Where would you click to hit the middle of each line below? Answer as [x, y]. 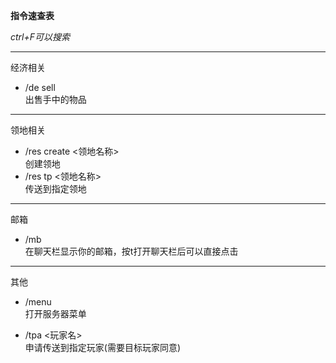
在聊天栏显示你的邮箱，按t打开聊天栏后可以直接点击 [131, 251]
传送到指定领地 [55, 188]
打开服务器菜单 [55, 313]
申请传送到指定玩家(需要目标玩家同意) [103, 347]
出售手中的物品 [55, 99]
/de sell [40, 87]
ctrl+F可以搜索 [40, 37]
